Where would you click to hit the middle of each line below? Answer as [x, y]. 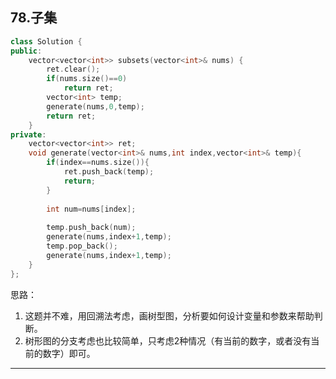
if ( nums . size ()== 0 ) [87, 79]
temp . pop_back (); [82, 246]
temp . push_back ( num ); [91, 228]
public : [26, 51]
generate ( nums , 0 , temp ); [95, 106]
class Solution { [46, 41]
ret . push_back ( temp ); [109, 172]
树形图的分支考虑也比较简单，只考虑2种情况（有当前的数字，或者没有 [168, 340]
